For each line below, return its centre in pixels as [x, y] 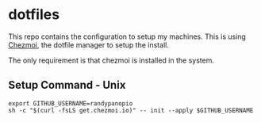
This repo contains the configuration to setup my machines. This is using [127, 36]
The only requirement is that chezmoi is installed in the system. [111, 60]
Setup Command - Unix [67, 85]
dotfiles [34, 15]
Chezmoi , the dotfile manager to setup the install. [88, 44]
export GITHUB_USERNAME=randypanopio [71, 103]
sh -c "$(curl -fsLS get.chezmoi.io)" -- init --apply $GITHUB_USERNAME [131, 110]
